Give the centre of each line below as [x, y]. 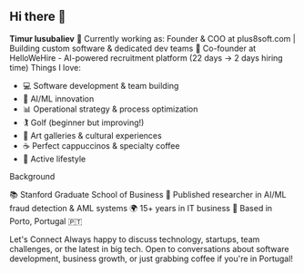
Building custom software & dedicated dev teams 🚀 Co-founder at [133, 48]
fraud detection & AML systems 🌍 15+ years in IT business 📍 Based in [141, 208]
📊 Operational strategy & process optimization [110, 109]
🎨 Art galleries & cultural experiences [92, 135]
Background [32, 176]
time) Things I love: [46, 67]
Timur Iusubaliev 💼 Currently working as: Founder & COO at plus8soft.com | [152, 38]
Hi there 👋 [38, 17]
